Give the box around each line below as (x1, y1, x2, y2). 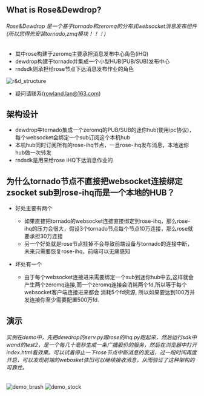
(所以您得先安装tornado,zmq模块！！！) (6, 30, 107, 37)
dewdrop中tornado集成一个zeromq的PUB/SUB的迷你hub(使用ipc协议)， (15, 127, 195, 134)
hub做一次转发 (15, 149, 51, 156)
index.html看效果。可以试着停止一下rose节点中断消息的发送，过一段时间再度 (6, 349, 197, 356)
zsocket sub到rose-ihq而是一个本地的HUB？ (6, 187, 175, 197)
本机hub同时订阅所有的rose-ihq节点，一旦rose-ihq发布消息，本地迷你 (15, 142, 189, 149)
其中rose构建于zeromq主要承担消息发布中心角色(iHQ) (15, 50, 149, 57)
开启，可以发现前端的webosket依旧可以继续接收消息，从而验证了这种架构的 (6, 357, 195, 364)
